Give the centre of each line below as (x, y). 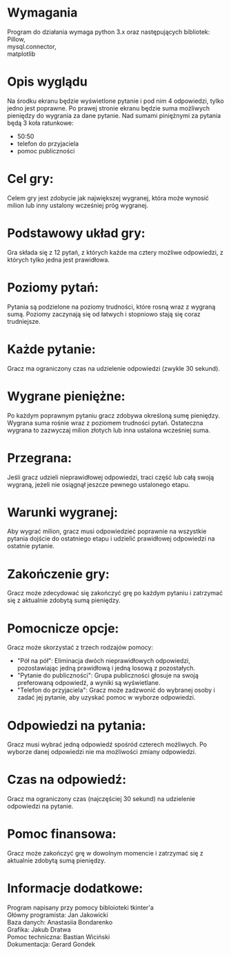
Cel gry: (30, 179)
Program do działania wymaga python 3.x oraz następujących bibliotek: (109, 32)
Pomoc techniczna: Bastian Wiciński (59, 937)
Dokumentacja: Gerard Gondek (51, 945)
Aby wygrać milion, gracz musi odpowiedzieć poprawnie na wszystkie (107, 531)
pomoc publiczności (46, 151)
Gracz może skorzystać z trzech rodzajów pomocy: (80, 648)
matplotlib (21, 54)
